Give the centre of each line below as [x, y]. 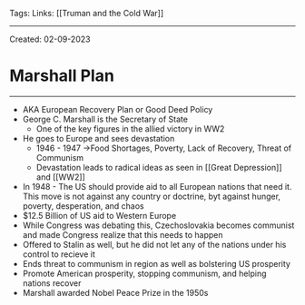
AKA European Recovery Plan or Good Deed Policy [118, 109]
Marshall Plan [62, 76]
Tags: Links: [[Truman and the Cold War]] [87, 13]
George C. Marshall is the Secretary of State [105, 119]
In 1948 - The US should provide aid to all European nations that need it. [157, 186]
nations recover [52, 283]
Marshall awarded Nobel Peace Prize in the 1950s [115, 292]
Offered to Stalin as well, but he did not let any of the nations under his [154, 244]
